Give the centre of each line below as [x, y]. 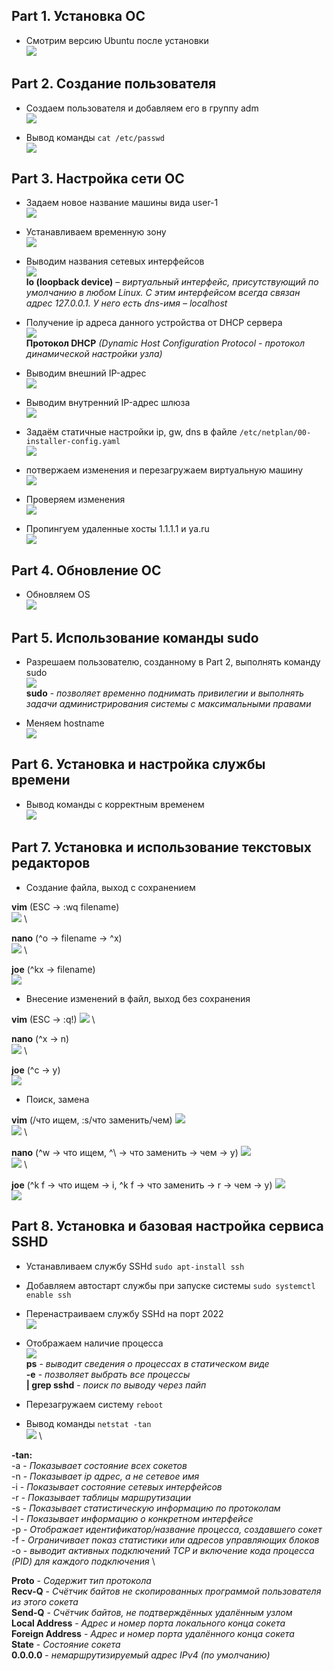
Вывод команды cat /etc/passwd [95, 137]
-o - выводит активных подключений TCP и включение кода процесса [163, 1550]
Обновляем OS [58, 595]
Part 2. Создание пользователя [114, 84]
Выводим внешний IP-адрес [86, 373]
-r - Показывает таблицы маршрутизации [101, 1497]
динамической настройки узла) [94, 354]
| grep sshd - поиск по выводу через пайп [116, 1385]
